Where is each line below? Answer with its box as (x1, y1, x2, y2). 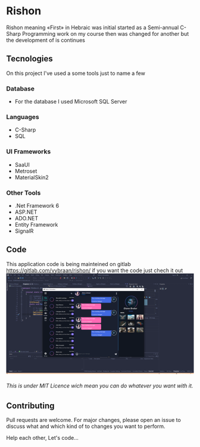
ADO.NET (14, 214, 39, 221)
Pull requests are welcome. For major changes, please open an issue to (6, 417, 182, 424)
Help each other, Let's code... (6, 435, 79, 442)
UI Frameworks (6, 148, 51, 156)
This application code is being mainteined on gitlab (6, 260, 131, 267)
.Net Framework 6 (14, 202, 60, 209)
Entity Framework (14, 221, 58, 228)
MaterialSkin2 (14, 174, 49, 181)
